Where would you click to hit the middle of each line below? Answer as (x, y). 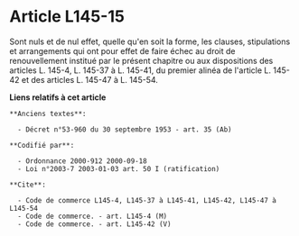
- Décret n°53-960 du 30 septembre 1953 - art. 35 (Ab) (125, 129)
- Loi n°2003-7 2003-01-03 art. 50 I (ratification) (119, 168)
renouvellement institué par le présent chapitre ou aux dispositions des (141, 60)
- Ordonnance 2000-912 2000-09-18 (82, 161)
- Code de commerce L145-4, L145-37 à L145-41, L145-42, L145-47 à (147, 200)
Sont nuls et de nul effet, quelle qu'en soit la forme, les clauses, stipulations (150, 41)
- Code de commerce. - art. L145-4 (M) (93, 216)
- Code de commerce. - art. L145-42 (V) (94, 224)
